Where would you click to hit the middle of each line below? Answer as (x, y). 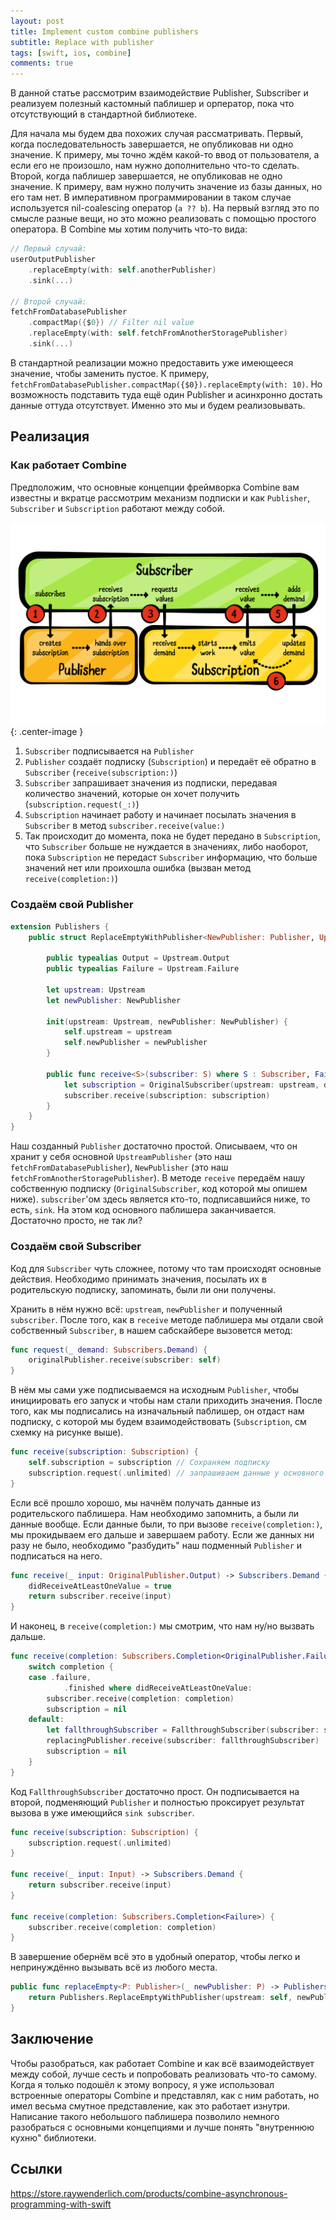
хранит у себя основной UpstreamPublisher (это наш (121, 1157)
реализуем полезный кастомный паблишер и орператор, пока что (152, 104)
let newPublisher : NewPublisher (114, 1000)
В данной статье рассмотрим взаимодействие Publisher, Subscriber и (159, 93)
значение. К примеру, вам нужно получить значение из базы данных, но (166, 187)
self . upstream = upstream (117, 1032)
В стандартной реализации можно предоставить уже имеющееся (152, 362)
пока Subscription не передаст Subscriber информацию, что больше (171, 857)
